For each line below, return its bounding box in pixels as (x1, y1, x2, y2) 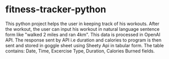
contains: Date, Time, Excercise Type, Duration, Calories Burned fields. (5, 48, 155, 54)
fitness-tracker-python (5, 4, 107, 15)
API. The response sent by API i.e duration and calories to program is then (5, 37, 162, 43)
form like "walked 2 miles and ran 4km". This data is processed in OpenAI (5, 31, 160, 37)
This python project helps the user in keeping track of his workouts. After (5, 21, 160, 27)
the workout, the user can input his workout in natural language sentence (5, 26, 160, 32)
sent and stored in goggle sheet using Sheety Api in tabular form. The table (5, 42, 164, 48)
